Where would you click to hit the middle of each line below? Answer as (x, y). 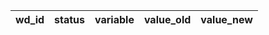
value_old (167, 19)
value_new (226, 19)
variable (114, 19)
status (70, 19)
